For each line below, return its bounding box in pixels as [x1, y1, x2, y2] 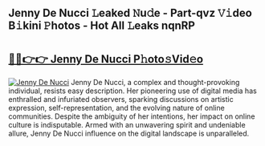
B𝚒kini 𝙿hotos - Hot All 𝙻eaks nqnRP [8, 19, 195, 33]
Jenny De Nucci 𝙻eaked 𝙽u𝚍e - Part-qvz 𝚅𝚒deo [8, 6, 253, 20]
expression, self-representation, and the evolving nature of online [8, 103, 225, 112]
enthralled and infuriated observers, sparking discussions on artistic [8, 95, 234, 103]
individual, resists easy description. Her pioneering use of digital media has [8, 86, 257, 95]
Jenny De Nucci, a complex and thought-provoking [71, 78, 240, 87]
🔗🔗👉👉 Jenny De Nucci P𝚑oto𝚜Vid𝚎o [8, 52, 203, 66]
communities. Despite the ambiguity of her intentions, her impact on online [8, 112, 255, 121]
